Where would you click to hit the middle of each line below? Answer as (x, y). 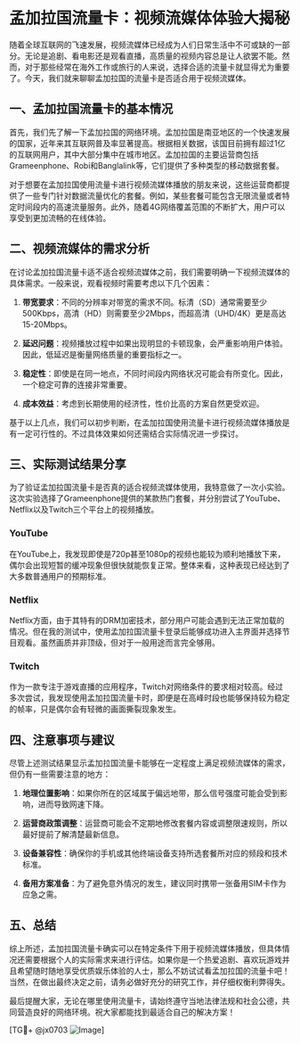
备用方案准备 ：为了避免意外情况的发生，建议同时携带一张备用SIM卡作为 (154, 884)
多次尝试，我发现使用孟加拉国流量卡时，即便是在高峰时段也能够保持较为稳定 (150, 698)
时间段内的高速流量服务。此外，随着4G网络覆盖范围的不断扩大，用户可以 (151, 207)
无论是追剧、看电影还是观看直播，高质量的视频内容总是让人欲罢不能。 (153, 55)
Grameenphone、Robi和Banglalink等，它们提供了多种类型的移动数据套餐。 (147, 165)
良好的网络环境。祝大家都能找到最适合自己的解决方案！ (134, 1012)
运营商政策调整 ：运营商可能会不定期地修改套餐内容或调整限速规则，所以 (154, 823)
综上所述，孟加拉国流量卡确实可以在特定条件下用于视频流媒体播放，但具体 (146, 948)
